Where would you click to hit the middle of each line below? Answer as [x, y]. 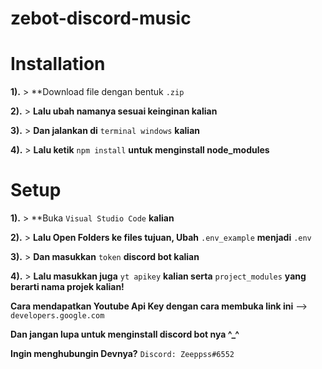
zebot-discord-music [101, 18]
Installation [58, 64]
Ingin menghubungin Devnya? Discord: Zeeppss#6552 [122, 354]
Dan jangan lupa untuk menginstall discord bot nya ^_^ [125, 334]
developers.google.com [57, 316]
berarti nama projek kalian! [67, 287]
